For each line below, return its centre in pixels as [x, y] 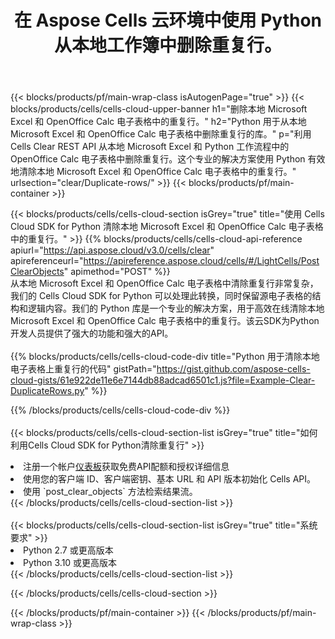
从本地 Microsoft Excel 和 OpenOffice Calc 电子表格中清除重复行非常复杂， [164, 283]
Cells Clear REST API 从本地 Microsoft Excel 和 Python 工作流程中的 [150, 147]
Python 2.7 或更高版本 [68, 550]
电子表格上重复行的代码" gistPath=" [83, 369]
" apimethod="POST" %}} [117, 272]
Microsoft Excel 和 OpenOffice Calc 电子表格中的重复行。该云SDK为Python [165, 321]
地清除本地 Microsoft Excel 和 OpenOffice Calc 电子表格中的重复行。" [153, 172]
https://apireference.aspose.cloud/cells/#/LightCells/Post [201, 261]
